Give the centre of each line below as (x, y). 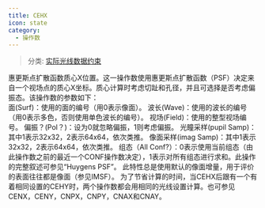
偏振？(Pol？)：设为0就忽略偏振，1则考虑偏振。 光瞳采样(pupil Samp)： (140, 127)
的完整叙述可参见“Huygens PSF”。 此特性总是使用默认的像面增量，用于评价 (131, 167)
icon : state (28, 23)
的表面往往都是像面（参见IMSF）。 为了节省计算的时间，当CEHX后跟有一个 (129, 177)
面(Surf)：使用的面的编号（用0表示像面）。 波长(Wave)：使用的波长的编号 (128, 108)
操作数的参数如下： (67, 98)
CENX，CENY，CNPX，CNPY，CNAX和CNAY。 (87, 197)
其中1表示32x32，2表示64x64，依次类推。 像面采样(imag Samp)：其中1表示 (132, 137)
